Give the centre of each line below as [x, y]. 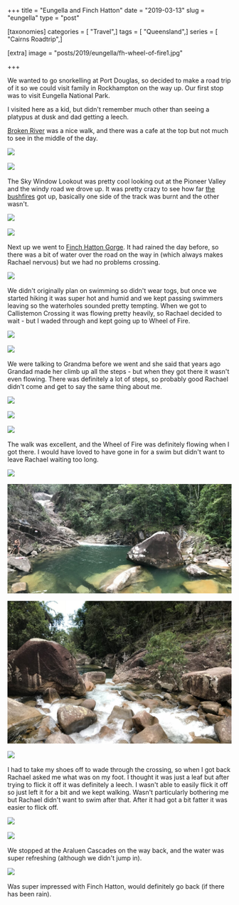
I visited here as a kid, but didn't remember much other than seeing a [108, 109]
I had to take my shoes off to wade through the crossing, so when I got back [119, 770]
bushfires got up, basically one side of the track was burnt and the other [113, 196]
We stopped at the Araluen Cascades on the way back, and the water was [116, 851]
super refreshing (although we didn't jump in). [75, 858]
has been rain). [30, 894]
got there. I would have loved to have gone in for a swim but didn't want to [116, 452]
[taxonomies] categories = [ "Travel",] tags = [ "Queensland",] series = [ [113, 32]
